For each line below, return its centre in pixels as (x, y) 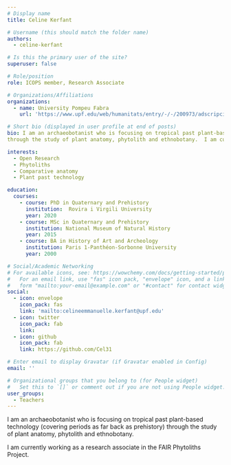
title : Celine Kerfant (40, 20)
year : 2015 (41, 235)
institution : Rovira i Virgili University (89, 209)
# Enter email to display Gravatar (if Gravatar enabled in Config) (107, 362)
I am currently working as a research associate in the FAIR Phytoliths (104, 447)
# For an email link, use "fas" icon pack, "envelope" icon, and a (109, 279)
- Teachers (29, 400)
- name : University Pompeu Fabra (61, 108)
